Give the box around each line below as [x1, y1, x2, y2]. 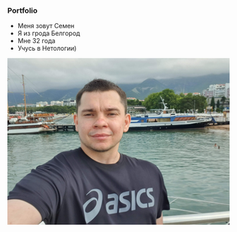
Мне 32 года [17, 37, 56, 45]
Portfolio [7, 6, 38, 16]
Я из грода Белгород [17, 29, 80, 37]
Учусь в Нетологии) [17, 44, 77, 53]
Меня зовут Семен [17, 22, 75, 30]
